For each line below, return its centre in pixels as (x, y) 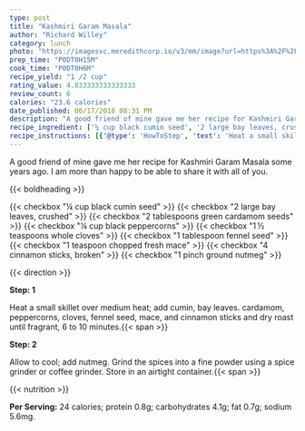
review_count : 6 (40, 93)
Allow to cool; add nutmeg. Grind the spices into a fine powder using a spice (152, 362)
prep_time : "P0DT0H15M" (54, 60)
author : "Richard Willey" (58, 34)
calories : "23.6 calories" (60, 102)
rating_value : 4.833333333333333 (73, 85)
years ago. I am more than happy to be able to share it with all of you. (139, 171)
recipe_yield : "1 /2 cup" (58, 77)
